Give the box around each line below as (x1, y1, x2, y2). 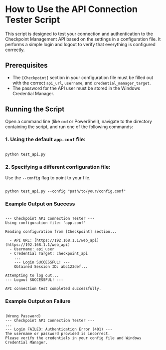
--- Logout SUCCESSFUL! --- (5, 277, 64, 282)
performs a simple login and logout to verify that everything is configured (5, 41, 156, 47)
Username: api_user (14, 247, 55, 252)
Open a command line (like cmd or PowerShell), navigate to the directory (5, 118, 152, 124)
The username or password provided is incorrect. (5, 331, 111, 336)
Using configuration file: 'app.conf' (5, 220, 86, 226)
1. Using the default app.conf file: (5, 136, 86, 143)
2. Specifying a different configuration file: (5, 163, 111, 170)
